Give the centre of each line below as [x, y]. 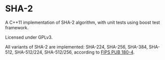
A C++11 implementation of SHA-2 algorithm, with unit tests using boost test [82, 22]
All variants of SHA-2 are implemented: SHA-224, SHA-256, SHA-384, [77, 47]
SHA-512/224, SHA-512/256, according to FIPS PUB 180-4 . [75, 52]
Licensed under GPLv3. [29, 37]
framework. [17, 27]
